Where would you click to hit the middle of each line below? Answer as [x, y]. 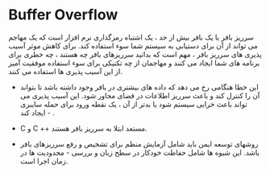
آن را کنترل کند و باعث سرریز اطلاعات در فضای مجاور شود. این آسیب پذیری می [140, 95]
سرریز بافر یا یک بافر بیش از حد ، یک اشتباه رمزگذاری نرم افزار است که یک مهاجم [131, 37]
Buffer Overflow [63, 15]
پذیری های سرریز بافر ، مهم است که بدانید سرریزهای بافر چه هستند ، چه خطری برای [135, 54]
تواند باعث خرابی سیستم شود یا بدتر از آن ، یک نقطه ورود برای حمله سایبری [133, 104]
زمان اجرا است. [44, 161]
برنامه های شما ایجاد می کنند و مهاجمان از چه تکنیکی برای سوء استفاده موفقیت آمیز [134, 63]
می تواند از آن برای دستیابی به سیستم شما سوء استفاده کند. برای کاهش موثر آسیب [133, 45]
